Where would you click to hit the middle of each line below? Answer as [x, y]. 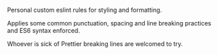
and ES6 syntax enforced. [44, 31]
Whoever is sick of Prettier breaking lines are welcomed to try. [95, 44]
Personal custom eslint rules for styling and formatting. [85, 10]
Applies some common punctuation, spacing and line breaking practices [109, 23]
